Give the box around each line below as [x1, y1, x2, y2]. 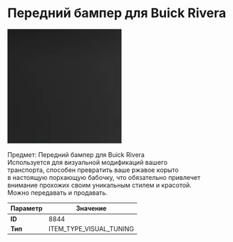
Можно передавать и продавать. [7, 188, 108, 197]
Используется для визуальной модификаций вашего [7, 158, 168, 166]
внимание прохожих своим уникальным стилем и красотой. [7, 181, 192, 189]
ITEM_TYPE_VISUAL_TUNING [48, 224, 134, 233]
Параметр [10, 204, 43, 213]
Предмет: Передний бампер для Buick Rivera [7, 150, 145, 158]
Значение [76, 204, 107, 213]
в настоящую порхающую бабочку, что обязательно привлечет [7, 173, 201, 181]
